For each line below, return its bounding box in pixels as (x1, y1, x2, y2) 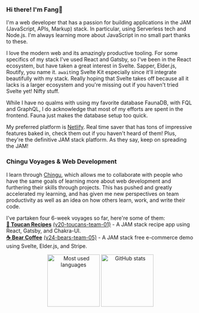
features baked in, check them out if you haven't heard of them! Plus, (6, 130, 177, 137)
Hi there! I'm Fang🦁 (6, 5, 63, 14)
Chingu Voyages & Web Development (6, 158, 117, 166)
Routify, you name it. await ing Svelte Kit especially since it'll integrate (6, 69, 177, 76)
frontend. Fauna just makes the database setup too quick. (6, 112, 148, 119)
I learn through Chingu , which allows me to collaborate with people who (6, 171, 183, 178)
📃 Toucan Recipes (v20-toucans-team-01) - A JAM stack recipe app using (6, 220, 190, 228)
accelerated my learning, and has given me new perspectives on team (6, 190, 179, 197)
